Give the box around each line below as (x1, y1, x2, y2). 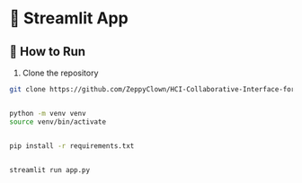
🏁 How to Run (9, 44, 86, 59)
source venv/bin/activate (9, 117, 106, 126)
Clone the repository (22, 67, 99, 78)
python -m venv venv (9, 109, 87, 118)
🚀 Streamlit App (9, 8, 129, 29)
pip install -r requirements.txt (9, 141, 135, 151)
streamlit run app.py (9, 165, 91, 174)
